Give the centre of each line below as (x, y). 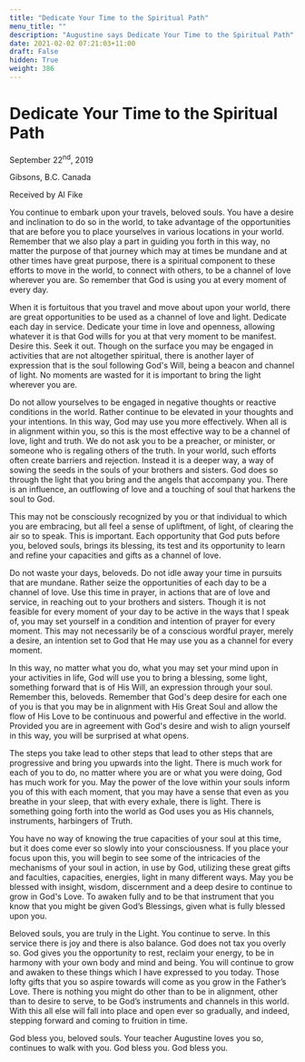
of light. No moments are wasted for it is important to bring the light (135, 375)
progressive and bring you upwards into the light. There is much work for (146, 763)
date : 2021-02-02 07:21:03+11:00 (73, 43)
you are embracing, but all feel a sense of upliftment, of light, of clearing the (152, 526)
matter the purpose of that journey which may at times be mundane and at (148, 251)
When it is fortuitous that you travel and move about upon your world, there (150, 308)
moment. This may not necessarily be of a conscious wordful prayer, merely (152, 631)
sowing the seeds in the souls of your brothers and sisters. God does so (144, 470)
